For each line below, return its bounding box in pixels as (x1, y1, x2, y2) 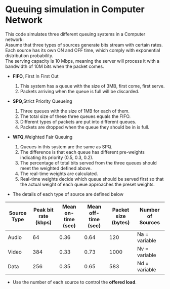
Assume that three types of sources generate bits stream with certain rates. (5, 42, 163, 48)
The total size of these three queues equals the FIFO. (20, 113, 131, 119)
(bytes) (111, 219, 130, 226)
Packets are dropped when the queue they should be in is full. (20, 124, 150, 130)
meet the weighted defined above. (20, 165, 92, 171)
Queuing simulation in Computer (5, 4, 145, 15)
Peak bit (33, 206, 54, 213)
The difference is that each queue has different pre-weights (20, 149, 145, 155)
